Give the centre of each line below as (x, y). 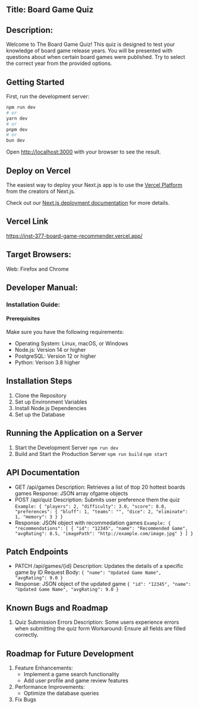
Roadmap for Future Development (70, 653)
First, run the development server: (48, 96)
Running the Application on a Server (75, 433)
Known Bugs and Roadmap (57, 608)
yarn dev (17, 118)
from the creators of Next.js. (41, 191)
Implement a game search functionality (72, 674)
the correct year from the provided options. (59, 63)
